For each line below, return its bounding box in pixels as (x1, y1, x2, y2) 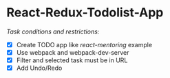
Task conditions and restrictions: (6, 27, 100, 36)
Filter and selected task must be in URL (16, 56, 128, 64)
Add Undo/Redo (16, 64, 63, 73)
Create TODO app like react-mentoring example (16, 40, 153, 49)
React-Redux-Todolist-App (6, 5, 164, 21)
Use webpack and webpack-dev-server (16, 49, 129, 56)
